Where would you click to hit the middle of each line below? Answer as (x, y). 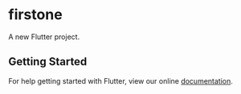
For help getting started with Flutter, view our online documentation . (120, 80)
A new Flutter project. (44, 37)
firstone (35, 15)
